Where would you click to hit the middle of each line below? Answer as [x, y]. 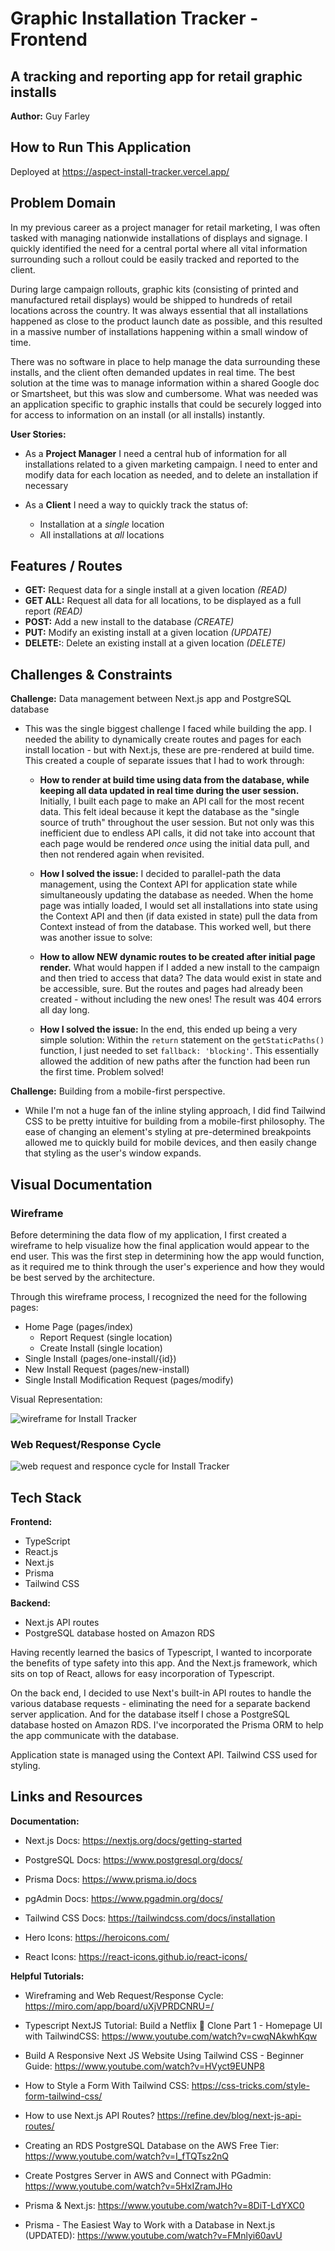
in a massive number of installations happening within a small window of [159, 331]
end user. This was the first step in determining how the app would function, [167, 1256]
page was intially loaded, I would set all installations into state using [178, 906]
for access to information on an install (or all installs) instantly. [137, 414]
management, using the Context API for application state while [168, 884]
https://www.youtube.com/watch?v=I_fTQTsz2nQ [126, 2156]
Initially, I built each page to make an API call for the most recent [172, 801]
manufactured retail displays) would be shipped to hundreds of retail [151, 299]
